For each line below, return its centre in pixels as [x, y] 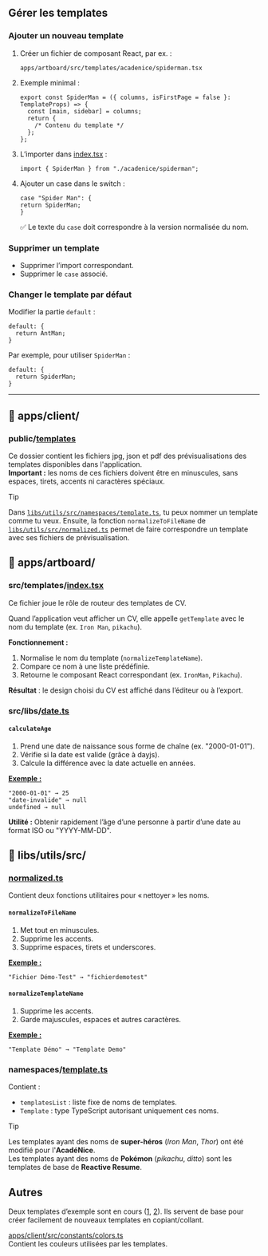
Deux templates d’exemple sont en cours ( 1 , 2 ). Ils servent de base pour [126, 1211]
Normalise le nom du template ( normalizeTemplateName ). [111, 658]
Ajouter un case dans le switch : [72, 184]
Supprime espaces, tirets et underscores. [88, 947]
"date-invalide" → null [48, 800]
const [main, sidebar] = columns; [85, 111]
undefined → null [37, 807]
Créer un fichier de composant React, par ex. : [96, 53]
